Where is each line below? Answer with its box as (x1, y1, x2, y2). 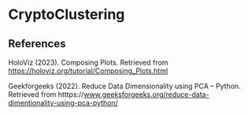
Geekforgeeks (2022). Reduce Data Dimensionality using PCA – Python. (8, 81, 242, 91)
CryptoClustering (8, 6, 125, 24)
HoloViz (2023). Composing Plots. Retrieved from (8, 57, 168, 67)
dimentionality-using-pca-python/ (8, 98, 118, 107)
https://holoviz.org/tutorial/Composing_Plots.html (8, 66, 168, 76)
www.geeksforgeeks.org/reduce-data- (83, 90, 210, 99)
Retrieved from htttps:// (8, 90, 84, 99)
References (8, 37, 66, 50)
